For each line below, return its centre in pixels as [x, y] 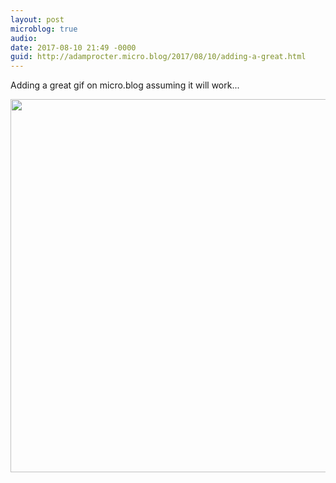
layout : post [37, 19]
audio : [24, 38]
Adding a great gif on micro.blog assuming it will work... [125, 85]
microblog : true [44, 29]
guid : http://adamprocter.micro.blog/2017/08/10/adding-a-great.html [158, 57]
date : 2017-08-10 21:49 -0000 [73, 47]
